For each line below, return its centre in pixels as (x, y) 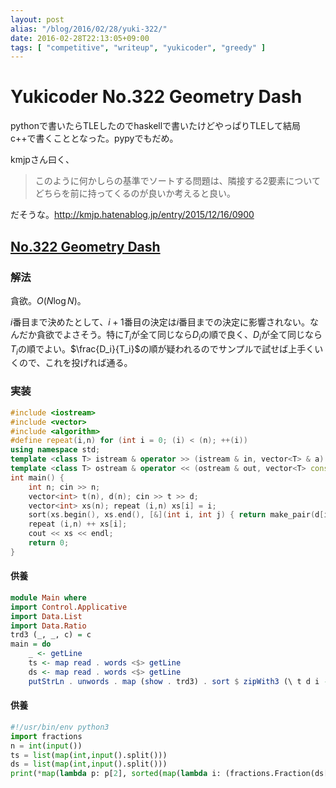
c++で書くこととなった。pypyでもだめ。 (94, 138)
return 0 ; (49, 543)
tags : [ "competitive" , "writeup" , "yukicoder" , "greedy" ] (138, 47)
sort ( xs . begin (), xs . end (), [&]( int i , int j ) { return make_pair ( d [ (176, 515)
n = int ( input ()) (46, 746)
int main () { (37, 477)
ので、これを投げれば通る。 (75, 363)
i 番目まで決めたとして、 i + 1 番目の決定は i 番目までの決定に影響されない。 (160, 322)
